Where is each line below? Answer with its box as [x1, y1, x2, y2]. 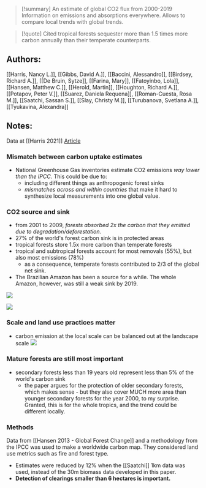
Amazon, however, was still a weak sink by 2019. [15, 280, 139, 287]
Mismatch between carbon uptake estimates [6, 152, 143, 161]
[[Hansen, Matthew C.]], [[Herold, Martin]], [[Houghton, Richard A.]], [6, 83, 180, 91]
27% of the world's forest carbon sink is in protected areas [15, 235, 164, 242]
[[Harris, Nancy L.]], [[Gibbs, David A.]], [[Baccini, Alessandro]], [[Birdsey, [6, 70, 193, 78]
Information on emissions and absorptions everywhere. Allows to [21, 12, 186, 19]
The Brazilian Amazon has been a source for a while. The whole [15, 274, 177, 281]
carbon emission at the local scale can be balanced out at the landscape [15, 332, 199, 339]
